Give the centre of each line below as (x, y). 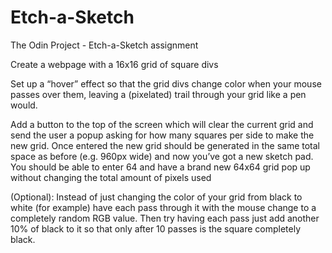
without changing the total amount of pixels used (111, 177)
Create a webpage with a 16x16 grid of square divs (114, 64)
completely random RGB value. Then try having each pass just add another (165, 218)
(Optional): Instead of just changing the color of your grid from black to (156, 197)
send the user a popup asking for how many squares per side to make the (162, 135)
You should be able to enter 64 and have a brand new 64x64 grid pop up (160, 167)
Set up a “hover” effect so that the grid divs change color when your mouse (166, 83)
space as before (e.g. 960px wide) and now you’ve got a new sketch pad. (162, 156)
